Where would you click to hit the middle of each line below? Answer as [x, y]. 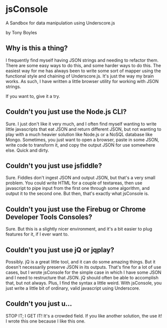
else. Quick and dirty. [27, 150]
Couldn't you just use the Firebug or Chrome [76, 209]
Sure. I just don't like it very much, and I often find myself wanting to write [81, 124]
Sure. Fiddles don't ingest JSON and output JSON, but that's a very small [81, 178]
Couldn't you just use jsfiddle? [54, 166]
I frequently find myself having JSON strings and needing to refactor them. [82, 60]
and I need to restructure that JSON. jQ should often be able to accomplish [82, 278]
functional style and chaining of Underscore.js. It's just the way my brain [80, 76]
